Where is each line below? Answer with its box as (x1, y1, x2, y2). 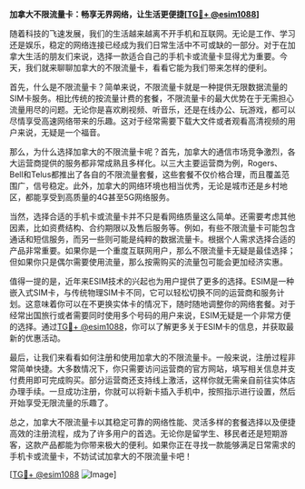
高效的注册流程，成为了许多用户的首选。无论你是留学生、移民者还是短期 (9, 428, 280, 439)
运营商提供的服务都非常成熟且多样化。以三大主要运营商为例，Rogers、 (16, 158, 283, 168)
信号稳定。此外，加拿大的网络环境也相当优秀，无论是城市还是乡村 (33, 181, 280, 191)
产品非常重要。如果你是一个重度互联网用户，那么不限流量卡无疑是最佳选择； (9, 245, 296, 255)
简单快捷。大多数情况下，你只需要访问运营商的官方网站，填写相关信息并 (16, 364, 288, 374)
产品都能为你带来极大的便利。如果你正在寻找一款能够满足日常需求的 (40, 440, 296, 450)
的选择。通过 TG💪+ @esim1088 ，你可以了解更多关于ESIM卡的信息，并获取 (9, 322, 287, 332)
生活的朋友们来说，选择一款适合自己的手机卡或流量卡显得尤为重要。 (25, 51, 280, 62)
